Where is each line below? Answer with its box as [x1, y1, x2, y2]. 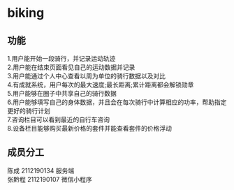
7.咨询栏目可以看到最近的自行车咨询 [7, 115, 110, 124]
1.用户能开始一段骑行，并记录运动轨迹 [7, 54, 116, 62]
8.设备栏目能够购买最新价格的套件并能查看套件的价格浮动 [7, 124, 173, 132]
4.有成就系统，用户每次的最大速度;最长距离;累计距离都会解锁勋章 [7, 80, 194, 89]
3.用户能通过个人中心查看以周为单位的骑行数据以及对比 [7, 72, 166, 80]
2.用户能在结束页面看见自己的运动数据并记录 [7, 63, 136, 71]
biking [7, 5, 45, 21]
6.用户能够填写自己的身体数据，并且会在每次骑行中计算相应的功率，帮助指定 [7, 98, 227, 106]
